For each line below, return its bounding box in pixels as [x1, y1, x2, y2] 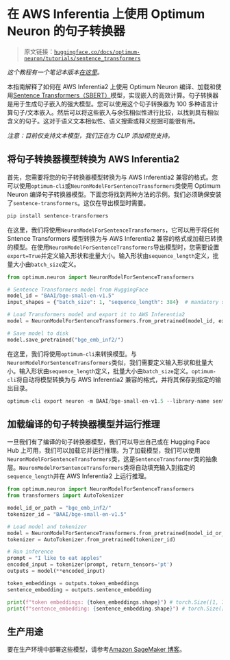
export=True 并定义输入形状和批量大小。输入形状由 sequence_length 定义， [7, 251, 214, 259]
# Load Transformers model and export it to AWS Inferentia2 [7, 311, 186, 318]
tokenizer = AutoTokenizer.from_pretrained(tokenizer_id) [7, 536, 176, 543]
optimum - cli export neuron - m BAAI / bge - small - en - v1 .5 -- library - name [7, 397, 210, 405]
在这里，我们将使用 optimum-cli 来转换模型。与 [7, 349, 137, 357]
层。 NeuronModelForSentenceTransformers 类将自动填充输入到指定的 [7, 464, 196, 472]
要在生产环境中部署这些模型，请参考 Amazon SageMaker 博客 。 [7, 646, 186, 654]
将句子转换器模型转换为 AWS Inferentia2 [7, 154, 180, 165]
